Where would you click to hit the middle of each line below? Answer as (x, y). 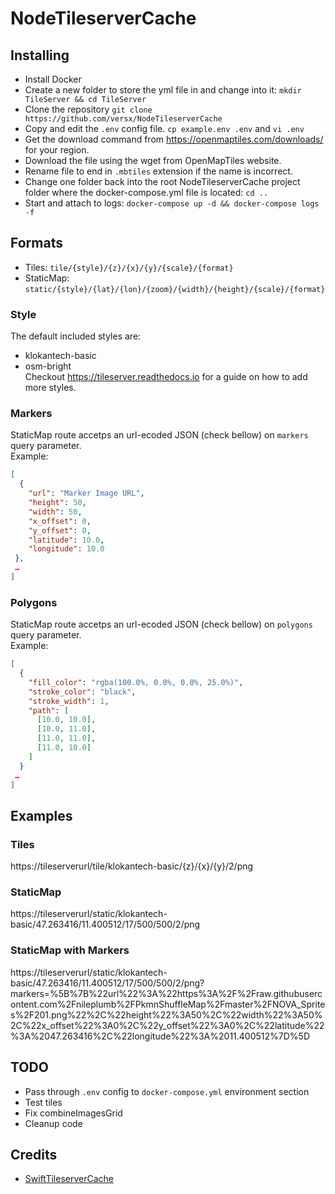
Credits (34, 1154)
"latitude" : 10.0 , (66, 540)
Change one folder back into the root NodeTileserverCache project (162, 181)
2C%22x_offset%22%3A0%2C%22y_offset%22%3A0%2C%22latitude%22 (167, 1025)
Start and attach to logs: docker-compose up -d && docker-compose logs (172, 203)
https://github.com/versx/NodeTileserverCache (123, 119)
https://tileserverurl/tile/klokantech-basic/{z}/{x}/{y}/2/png (132, 866)
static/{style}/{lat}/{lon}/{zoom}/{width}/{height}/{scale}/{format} (175, 289)
